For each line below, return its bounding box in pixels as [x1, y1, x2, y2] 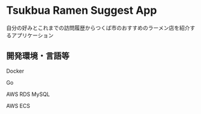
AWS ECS [6, 102, 31, 109]
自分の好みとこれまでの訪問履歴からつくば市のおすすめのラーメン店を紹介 [6, 24, 190, 31]
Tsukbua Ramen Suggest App [6, 4, 157, 17]
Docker [6, 67, 25, 74]
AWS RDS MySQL [6, 91, 50, 98]
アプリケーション [11, 31, 54, 39]
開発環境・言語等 [6, 51, 70, 61]
